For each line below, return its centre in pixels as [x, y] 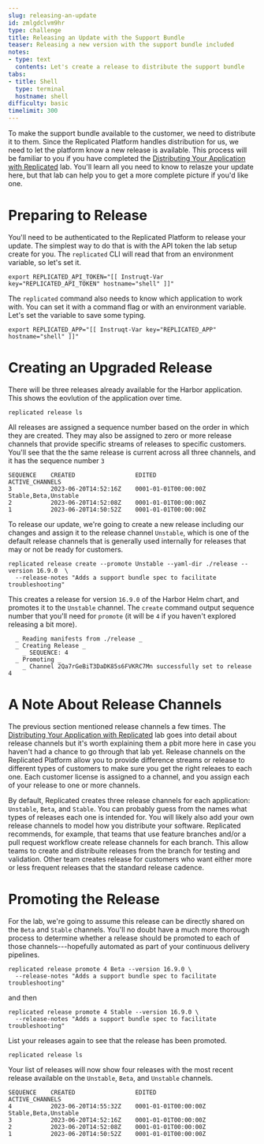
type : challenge [35, 30]
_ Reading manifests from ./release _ [79, 639]
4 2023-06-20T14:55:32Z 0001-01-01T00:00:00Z [107, 1106]
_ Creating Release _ [51, 645]
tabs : [17, 74]
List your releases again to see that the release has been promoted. [117, 1040]
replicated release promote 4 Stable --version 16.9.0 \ [104, 1012]
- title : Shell [33, 81]
